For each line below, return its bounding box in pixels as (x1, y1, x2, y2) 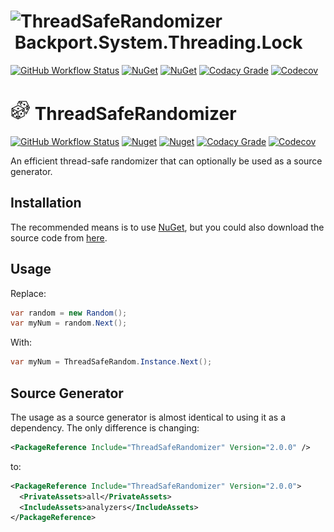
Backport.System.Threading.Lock (14, 31, 303, 54)
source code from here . (10, 231, 108, 244)
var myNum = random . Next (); (10, 318, 128, 329)
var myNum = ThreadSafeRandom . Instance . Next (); (10, 357, 213, 367)
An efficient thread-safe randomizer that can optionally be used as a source (10, 155, 323, 167)
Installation (10, 195, 82, 212)
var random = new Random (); (10, 308, 128, 318)
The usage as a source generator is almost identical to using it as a (10, 411, 286, 423)
